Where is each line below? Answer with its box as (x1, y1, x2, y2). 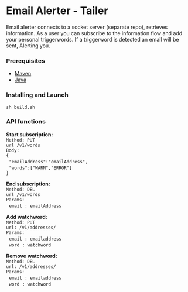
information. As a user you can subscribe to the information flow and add (6, 29, 183, 36)
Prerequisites (6, 57, 45, 65)
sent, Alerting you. (6, 42, 51, 49)
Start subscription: (6, 130, 53, 138)
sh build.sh (6, 104, 35, 110)
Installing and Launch (6, 91, 69, 99)
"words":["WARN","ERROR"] (8, 165, 72, 171)
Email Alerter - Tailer (6, 4, 108, 18)
